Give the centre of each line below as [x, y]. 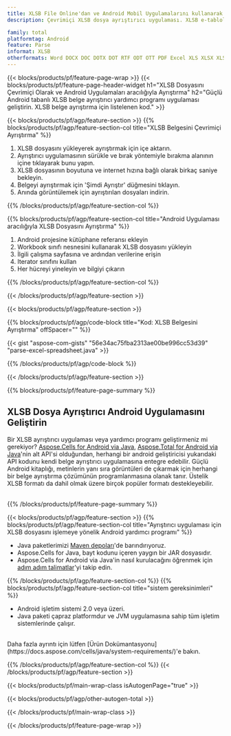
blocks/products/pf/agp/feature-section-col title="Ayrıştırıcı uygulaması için [114, 524]
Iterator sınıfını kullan [47, 261]
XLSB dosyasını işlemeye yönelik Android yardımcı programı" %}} [100, 532]
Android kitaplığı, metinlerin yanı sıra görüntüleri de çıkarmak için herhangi [112, 469]
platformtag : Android [38, 39]
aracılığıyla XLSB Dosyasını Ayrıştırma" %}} [68, 226]
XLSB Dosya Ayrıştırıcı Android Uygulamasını [106, 412]
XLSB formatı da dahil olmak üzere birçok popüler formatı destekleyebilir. [110, 483]
